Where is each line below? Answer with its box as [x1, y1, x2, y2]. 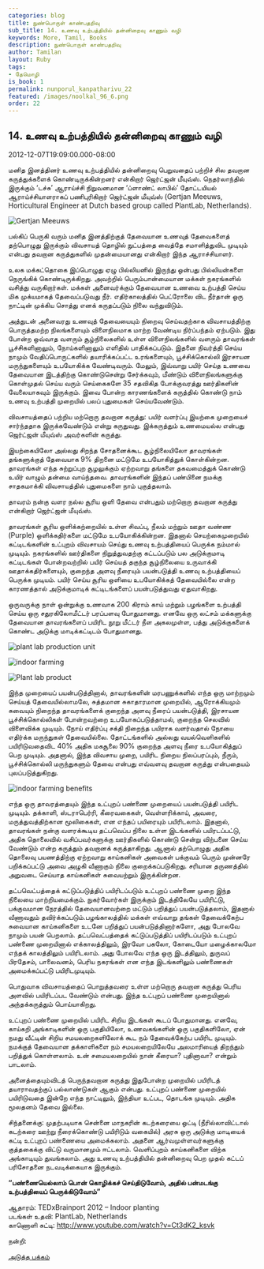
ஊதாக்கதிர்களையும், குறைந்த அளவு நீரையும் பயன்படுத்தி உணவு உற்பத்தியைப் [8, 565, 240, 575]
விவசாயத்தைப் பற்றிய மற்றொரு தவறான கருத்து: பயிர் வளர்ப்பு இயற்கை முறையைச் [8, 411, 248, 421]
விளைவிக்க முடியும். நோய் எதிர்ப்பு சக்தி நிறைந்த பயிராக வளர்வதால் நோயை [8, 723, 234, 733]
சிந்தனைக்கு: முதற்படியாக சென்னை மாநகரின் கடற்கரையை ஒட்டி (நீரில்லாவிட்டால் [8, 1117, 249, 1127]
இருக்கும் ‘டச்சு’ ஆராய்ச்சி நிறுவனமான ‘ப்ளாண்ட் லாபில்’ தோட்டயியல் [8, 182, 217, 192]
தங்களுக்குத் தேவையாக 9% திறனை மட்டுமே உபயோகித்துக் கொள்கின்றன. [8, 454, 230, 464]
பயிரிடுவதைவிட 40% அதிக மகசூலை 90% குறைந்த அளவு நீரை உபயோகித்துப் [8, 741, 242, 750]
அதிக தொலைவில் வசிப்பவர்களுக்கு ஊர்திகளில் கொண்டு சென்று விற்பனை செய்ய [8, 834, 248, 843]
